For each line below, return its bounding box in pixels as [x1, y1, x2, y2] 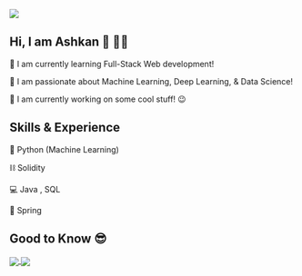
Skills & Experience [9, 120, 121, 135]
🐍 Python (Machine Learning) [9, 143, 120, 154]
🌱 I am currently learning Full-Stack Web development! [9, 58, 215, 69]
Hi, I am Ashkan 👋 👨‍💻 [9, 34, 129, 50]
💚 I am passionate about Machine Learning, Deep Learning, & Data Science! [9, 75, 294, 86]
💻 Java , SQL [9, 183, 61, 194]
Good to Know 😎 [9, 232, 107, 247]
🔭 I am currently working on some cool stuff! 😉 [9, 94, 186, 104]
